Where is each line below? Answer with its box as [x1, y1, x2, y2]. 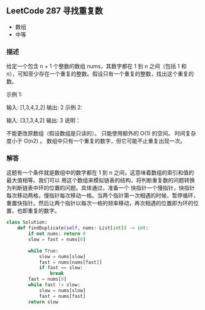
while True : [28, 248, 59, 254]
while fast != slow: [28, 282, 81, 288]
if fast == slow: [38, 265, 84, 271]
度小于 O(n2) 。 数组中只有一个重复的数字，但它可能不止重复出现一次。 [6, 137, 186, 145]
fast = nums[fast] [38, 293, 86, 299]
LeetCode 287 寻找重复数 [6, 5, 103, 16]
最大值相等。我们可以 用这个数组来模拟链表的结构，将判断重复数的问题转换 [6, 176, 195, 184]
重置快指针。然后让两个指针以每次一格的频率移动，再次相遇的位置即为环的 [6, 200, 193, 207]
